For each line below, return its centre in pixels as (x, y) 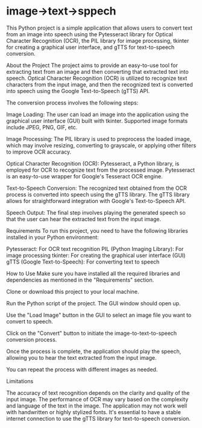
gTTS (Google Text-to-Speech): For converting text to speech (83, 262)
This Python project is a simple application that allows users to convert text (99, 28)
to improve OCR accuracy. (39, 152)
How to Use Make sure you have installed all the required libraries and (93, 273)
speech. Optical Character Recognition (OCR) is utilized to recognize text (97, 78)
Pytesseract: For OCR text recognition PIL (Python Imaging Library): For (95, 248)
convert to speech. (30, 321)
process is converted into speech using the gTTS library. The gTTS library (98, 194)
